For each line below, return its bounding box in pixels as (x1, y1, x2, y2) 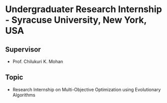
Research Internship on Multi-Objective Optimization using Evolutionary (12, 86, 161, 92)
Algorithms (12, 92, 36, 98)
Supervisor (5, 45, 41, 54)
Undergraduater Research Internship (5, 4, 162, 15)
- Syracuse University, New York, (5, 14, 147, 26)
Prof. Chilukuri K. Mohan (12, 59, 63, 64)
